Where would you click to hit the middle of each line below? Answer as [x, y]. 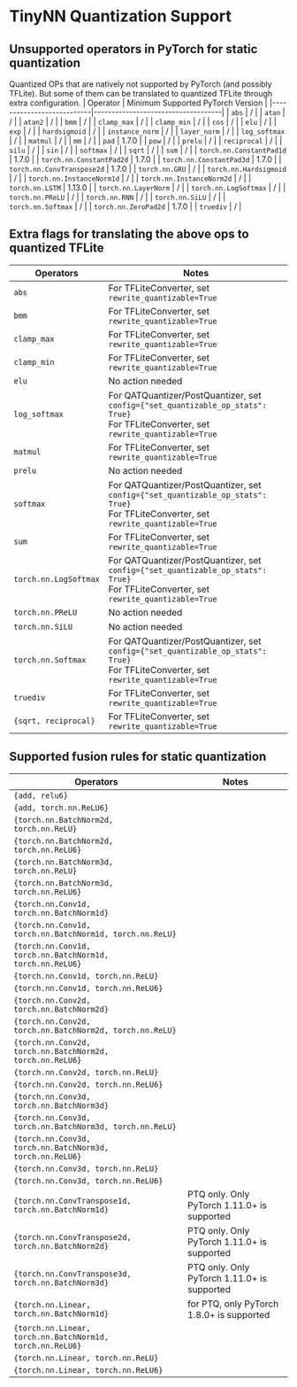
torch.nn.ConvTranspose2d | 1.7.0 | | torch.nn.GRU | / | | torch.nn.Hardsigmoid [148, 169]
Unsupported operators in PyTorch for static [133, 49]
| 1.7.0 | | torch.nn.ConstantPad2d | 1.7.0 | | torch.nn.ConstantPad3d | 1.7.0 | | [145, 159]
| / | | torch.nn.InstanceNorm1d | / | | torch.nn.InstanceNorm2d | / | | [130, 178]
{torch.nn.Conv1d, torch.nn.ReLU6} [88, 988]
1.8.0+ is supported [228, 1314]
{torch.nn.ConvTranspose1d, [72, 1201]
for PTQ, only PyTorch [233, 1304]
